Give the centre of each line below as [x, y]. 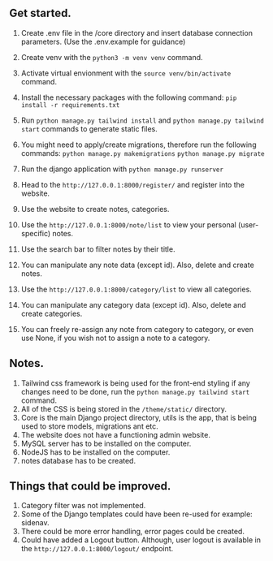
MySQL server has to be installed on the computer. [106, 443]
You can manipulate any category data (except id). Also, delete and [133, 304]
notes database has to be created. [78, 460]
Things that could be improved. [90, 486]
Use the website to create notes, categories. [95, 209]
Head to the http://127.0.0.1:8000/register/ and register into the [132, 184]
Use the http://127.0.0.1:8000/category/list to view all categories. [136, 289]
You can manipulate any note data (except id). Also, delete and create [137, 265]
